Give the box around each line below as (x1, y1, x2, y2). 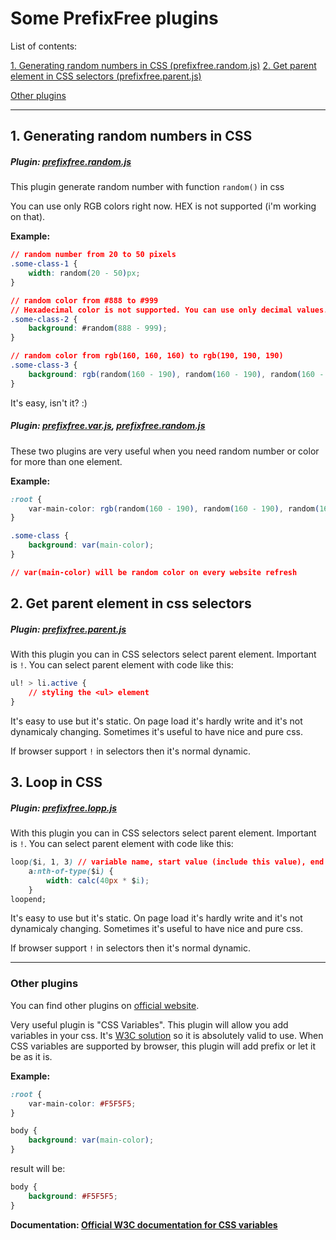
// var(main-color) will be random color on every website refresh (10, 567, 298, 577)
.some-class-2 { (10, 314, 78, 324)
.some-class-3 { (10, 360, 78, 371)
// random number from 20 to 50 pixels (10, 250, 177, 260)
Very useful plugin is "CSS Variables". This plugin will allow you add (10, 1018, 289, 1031)
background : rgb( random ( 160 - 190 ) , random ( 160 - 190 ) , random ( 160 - (28, 369, 325, 379)
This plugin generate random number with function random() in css (10, 181, 285, 193)
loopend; (10, 894, 47, 904)
